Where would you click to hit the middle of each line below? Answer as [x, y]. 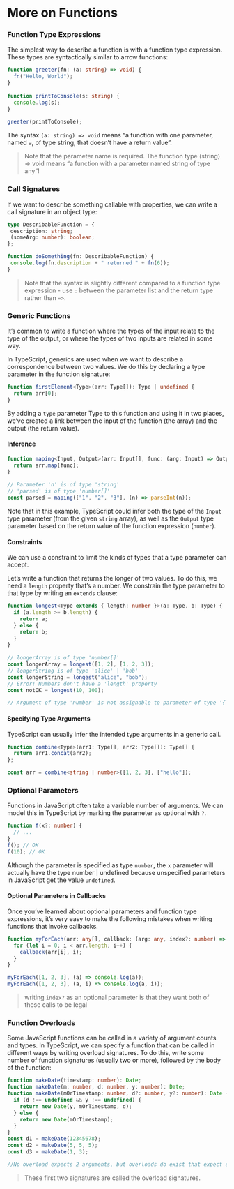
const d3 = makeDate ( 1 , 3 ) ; [48, 1152]
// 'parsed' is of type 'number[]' [59, 491]
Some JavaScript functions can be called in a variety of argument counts [112, 1038]
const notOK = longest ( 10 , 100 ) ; [56, 690]
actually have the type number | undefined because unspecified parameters [116, 872]
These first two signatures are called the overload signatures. [112, 1178]
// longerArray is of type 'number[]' [63, 658]
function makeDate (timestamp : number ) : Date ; [74, 1080]
